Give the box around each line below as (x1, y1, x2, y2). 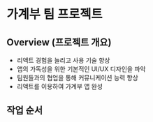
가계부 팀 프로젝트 (6, 6, 103, 22)
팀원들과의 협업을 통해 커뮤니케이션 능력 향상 (16, 74, 139, 82)
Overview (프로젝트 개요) (6, 36, 112, 48)
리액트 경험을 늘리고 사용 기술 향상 (16, 56, 110, 64)
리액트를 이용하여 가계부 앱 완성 (16, 82, 103, 91)
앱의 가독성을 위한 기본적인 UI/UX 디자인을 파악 (16, 65, 146, 73)
